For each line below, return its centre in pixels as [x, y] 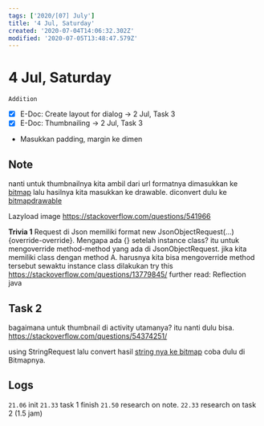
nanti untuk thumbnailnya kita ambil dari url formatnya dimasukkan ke [123, 184]
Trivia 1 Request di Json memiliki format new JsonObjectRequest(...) [121, 232]
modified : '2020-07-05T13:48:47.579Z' [73, 38]
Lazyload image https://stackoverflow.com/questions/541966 [110, 217]
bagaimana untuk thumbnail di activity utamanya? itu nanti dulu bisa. [122, 327]
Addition [23, 99]
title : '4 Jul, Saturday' [51, 23]
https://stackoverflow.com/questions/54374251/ [88, 336]
